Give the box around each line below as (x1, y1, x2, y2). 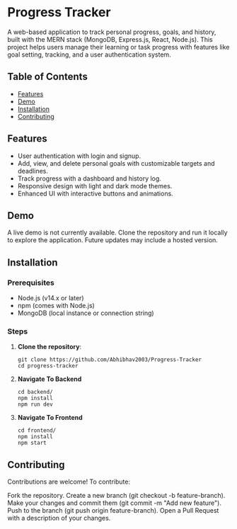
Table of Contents (7, 71, 88, 83)
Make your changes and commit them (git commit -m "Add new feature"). (7, 499, 221, 507)
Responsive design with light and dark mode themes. (17, 181, 173, 190)
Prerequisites (7, 278, 54, 288)
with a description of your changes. (7, 514, 111, 523)
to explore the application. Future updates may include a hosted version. (7, 236, 218, 244)
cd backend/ (17, 389, 53, 396)
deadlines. (17, 166, 48, 175)
